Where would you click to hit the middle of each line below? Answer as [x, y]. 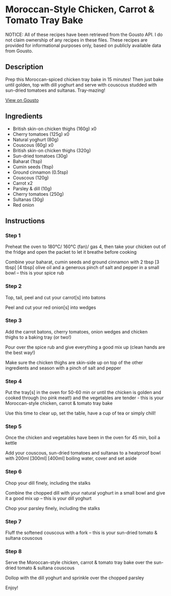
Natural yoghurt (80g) [35, 139]
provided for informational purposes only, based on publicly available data [83, 45]
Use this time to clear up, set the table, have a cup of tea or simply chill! [81, 413]
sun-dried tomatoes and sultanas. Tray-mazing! [55, 90]
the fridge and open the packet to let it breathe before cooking [71, 252]
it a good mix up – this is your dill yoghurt [48, 498]
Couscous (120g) [31, 177]
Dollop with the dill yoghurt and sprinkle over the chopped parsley [75, 578]
